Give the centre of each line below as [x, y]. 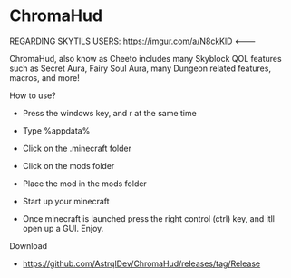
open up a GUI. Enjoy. [63, 228]
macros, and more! [44, 77]
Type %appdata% [56, 130]
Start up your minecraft [66, 201]
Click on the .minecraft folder [77, 148]
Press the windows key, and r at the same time [109, 113]
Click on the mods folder [68, 165]
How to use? [33, 95]
